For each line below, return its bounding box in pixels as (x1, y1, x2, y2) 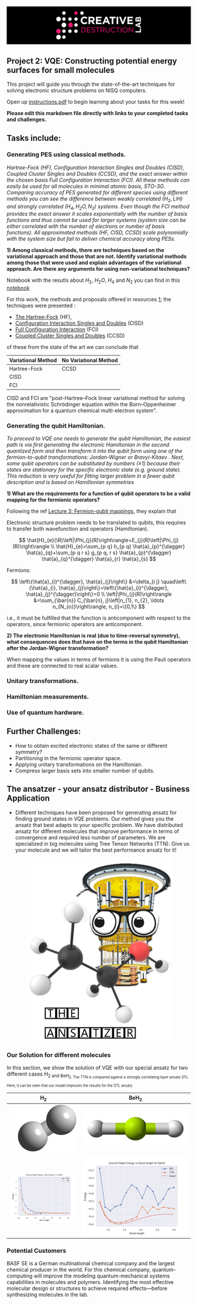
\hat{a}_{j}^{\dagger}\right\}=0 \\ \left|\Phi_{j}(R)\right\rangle (26, 591, 172, 598)
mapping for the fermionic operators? (6, 496, 100, 503)
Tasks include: (6, 133, 61, 143)
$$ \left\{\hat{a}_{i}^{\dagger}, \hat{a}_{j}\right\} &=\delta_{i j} (11, 578, 160, 585)
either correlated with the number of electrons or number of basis (6, 223, 165, 230)
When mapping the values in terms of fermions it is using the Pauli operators (6, 656, 191, 663)
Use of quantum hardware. (6, 708, 84, 717)
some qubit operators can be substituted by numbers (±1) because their (6, 460, 181, 467)
